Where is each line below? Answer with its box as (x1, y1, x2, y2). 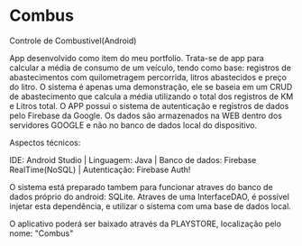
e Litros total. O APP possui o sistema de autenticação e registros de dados (9, 100, 289, 111)
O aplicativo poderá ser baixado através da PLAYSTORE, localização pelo (9, 218, 282, 229)
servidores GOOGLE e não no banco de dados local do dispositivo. (9, 119, 258, 131)
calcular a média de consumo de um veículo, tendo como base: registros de (9, 62, 291, 73)
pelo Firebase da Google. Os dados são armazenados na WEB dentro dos (9, 110, 282, 121)
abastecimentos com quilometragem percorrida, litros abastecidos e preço (9, 71, 287, 82)
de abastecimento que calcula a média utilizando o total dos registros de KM (9, 91, 294, 102)
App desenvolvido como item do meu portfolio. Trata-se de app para (9, 52, 264, 63)
